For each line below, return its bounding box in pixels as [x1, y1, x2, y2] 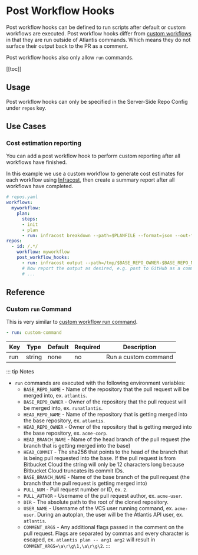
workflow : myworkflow [16, 249, 70, 255]
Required [74, 343, 101, 352]
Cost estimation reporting [6, 139, 81, 147]
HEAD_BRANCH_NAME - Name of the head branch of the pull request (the [23, 436, 190, 443]
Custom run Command [6, 305, 72, 313]
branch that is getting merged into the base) [23, 442, 131, 449]
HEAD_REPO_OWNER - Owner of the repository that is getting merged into [23, 423, 192, 431]
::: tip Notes [6, 368, 34, 375]
